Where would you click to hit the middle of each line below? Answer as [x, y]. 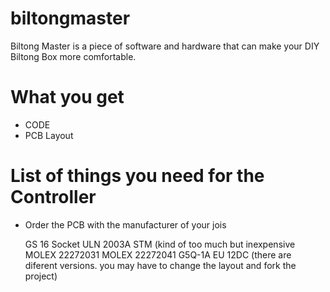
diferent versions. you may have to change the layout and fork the [160, 265]
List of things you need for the [137, 176]
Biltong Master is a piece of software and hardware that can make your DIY [165, 46]
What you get [67, 97]
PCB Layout [49, 135]
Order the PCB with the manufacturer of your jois [125, 224]
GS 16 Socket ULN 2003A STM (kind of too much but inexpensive [160, 244]
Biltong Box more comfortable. [73, 56]
